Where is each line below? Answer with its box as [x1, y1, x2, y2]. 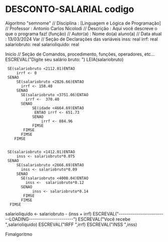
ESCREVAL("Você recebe [78, 216, 130, 222]
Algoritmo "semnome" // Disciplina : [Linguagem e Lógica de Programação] [5, 20, 161, 26]
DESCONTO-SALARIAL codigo [5, 4, 134, 15]
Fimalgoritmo [5, 231, 33, 237]
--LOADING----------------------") [5, 216, 77, 222]
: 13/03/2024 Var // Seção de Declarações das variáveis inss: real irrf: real [5, 36, 158, 42]
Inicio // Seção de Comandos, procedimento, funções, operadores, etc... [5, 51, 155, 57]
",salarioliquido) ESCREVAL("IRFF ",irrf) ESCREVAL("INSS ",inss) [5, 221, 137, 227]
